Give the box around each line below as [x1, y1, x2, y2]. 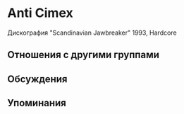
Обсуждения [7, 73, 68, 85]
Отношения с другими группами [7, 49, 160, 61]
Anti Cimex [7, 5, 74, 21]
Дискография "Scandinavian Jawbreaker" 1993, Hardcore [7, 28, 178, 37]
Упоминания [7, 97, 67, 109]
